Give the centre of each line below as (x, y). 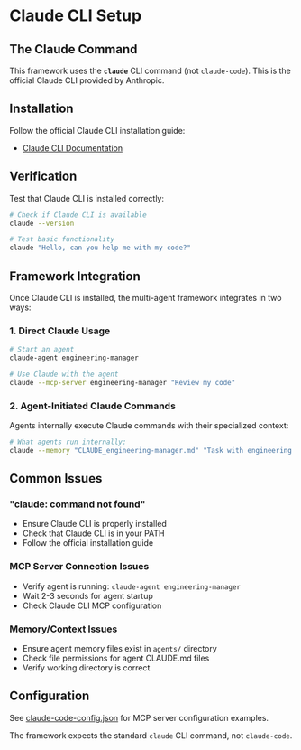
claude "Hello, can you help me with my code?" (100, 248)
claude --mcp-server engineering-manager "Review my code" (123, 382)
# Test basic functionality (62, 239)
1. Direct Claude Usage (60, 331)
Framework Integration (75, 276)
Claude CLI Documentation (73, 148)
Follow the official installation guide (88, 543)
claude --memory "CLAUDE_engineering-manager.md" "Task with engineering (151, 450)
